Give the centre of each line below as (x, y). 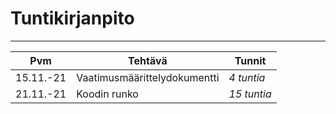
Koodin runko (107, 94)
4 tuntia (247, 77)
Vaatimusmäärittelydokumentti (148, 77)
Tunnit (250, 60)
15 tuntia (250, 94)
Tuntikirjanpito (72, 18)
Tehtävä (148, 60)
